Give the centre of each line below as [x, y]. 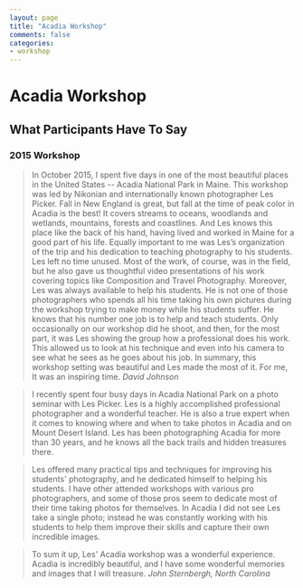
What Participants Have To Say [99, 129]
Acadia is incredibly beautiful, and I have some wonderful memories [158, 564]
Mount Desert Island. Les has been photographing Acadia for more [156, 432]
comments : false [40, 34]
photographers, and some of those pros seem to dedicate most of [154, 498]
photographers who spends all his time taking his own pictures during [161, 300]
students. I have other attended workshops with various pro [143, 488]
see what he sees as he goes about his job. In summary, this [144, 357]
